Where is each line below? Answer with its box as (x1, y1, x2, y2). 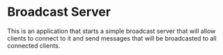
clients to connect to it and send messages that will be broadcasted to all (7, 34, 217, 42)
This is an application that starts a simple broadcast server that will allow (7, 27, 216, 35)
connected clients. (7, 41, 61, 49)
